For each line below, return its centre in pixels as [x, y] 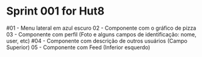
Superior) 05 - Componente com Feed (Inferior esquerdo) [78, 47]
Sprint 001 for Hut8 [56, 11]
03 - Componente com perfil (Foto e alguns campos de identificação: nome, [102, 34]
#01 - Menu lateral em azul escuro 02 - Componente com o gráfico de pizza [101, 28]
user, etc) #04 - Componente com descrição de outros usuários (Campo [97, 41]
